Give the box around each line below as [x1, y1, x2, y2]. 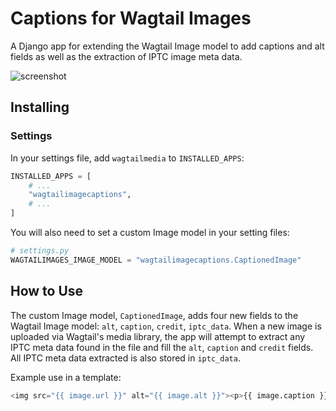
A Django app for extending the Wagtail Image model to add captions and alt [10, 40, 325, 52]
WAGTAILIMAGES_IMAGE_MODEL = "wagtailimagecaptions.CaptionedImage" [10, 255, 302, 265]
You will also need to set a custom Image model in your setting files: [10, 227, 290, 238]
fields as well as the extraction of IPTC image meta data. [10, 50, 243, 62]
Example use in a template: [10, 371, 122, 383]
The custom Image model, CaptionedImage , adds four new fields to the [10, 309, 299, 321]
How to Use [10, 283, 84, 300]
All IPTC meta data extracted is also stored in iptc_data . [10, 352, 241, 364]
